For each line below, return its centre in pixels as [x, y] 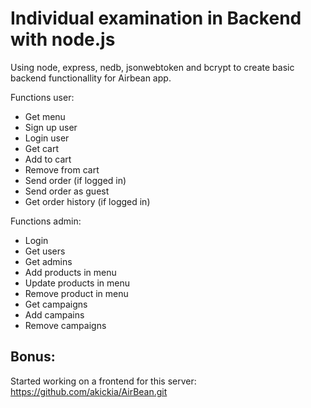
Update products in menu [77, 283]
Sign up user [51, 127]
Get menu [45, 116]
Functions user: [42, 97]
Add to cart [48, 159]
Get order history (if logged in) [87, 201]
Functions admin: [46, 221]
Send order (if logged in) [75, 180]
